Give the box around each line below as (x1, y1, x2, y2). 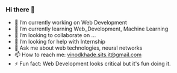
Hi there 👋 (5, 5, 36, 14)
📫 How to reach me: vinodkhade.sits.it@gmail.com (14, 51, 142, 59)
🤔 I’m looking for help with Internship (14, 38, 106, 45)
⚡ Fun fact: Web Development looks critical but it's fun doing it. (14, 60, 171, 68)
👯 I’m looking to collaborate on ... (14, 32, 96, 39)
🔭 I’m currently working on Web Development (14, 19, 128, 26)
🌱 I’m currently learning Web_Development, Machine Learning (14, 25, 169, 32)
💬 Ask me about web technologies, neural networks (14, 44, 143, 51)
